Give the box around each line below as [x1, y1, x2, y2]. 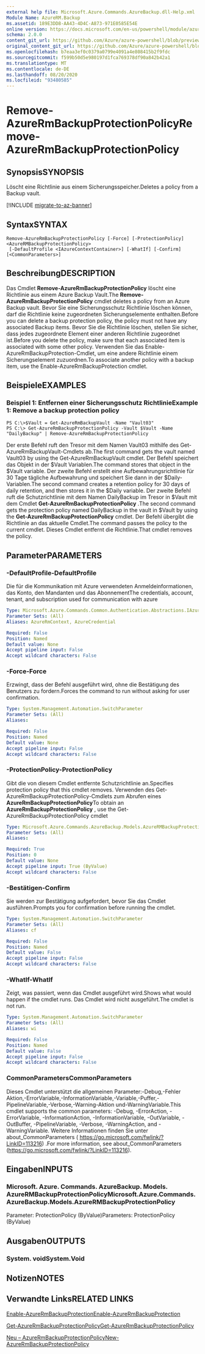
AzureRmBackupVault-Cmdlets [6, 448, 84, 455]
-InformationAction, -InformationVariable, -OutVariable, [42, 1113, 181, 1121]
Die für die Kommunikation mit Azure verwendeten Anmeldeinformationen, [6, 583, 193, 590]
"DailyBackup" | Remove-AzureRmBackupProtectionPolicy [6, 431, 149, 437]
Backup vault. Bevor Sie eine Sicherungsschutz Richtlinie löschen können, [6, 304, 193, 311]
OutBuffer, [6, 1120, 32, 1128]
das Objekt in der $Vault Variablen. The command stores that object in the [6, 461, 191, 468]
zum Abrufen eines [113, 792, 162, 799]
